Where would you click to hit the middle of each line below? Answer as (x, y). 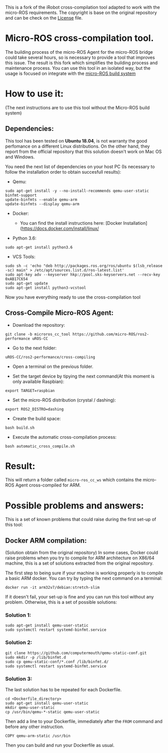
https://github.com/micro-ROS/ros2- (111, 334)
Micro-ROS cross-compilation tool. (79, 38)
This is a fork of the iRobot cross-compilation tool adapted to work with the (83, 7)
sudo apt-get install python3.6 (39, 247)
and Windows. (20, 157)
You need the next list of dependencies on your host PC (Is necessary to (80, 166)
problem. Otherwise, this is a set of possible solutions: (61, 602)
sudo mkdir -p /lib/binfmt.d (36, 657)
